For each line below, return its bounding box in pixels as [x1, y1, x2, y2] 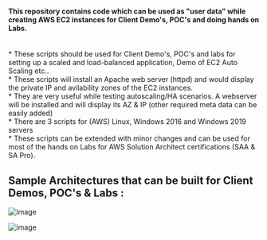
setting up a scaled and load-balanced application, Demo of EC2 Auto [8, 58, 238, 68]
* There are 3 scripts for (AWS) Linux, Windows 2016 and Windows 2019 [8, 117, 247, 126]
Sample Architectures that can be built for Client [8, 173, 253, 187]
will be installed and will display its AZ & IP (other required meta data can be [8, 100, 257, 110]
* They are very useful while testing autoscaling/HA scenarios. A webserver [8, 91, 257, 101]
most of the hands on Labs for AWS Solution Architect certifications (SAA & [8, 142, 256, 152]
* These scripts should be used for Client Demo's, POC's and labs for [8, 49, 236, 59]
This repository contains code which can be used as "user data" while [8, 6, 246, 16]
